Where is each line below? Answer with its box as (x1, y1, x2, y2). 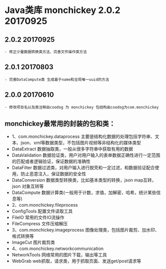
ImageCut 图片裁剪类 (11, 240, 55, 246)
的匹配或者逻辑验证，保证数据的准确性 (11, 158, 90, 164)
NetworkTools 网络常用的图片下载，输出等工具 (11, 252, 107, 258)
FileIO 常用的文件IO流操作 (11, 215, 65, 221)
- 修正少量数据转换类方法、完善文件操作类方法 (4, 49, 87, 54)
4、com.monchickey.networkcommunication (11, 246, 104, 252)
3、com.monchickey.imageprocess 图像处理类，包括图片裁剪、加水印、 (11, 227, 160, 233)
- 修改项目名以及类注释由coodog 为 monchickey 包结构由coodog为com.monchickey (4, 105, 159, 110)
